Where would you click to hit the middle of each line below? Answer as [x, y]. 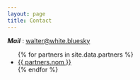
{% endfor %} [38, 69]
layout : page [27, 14]
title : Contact [30, 21]
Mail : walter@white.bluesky [49, 40]
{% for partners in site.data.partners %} [75, 55]
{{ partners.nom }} [45, 62]
